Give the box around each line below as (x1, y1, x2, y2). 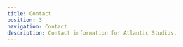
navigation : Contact (7, 23, 68, 30)
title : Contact (7, 10, 52, 17)
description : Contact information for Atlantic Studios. (7, 29, 177, 37)
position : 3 (7, 17, 42, 23)
